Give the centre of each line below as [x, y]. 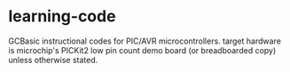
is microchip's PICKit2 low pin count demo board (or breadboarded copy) [142, 50]
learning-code [62, 16]
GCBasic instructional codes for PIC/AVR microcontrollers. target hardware [145, 41]
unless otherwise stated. [53, 60]
